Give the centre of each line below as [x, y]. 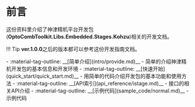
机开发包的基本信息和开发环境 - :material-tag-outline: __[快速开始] [86, 68]
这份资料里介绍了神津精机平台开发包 [50, 29]
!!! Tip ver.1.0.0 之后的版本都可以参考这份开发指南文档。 [73, 49]
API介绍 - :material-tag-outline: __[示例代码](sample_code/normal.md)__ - [100, 91]
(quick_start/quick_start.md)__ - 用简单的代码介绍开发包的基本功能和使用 [94, 76]
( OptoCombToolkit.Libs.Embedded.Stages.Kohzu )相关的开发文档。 [89, 36]
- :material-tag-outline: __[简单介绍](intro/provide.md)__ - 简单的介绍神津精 [96, 61]
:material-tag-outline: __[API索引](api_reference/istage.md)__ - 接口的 [100, 83]
